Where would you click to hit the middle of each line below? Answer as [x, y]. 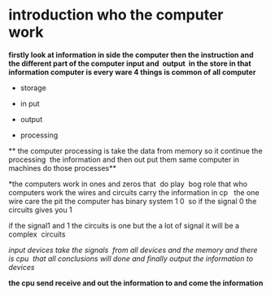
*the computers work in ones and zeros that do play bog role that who [128, 184]
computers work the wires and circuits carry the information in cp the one [134, 192]
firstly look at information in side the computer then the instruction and [131, 54]
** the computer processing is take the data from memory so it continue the [135, 150]
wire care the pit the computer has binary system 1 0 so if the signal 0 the [133, 201]
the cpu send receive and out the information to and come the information [136, 283]
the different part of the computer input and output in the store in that [130, 63]
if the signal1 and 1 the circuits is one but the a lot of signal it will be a [124, 225]
